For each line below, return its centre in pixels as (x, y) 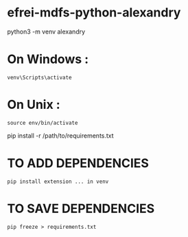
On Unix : (34, 105)
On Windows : (48, 59)
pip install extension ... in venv (58, 182)
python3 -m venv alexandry (46, 32)
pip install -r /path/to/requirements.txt (61, 136)
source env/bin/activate (43, 123)
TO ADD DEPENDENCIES (78, 163)
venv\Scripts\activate (39, 77)
